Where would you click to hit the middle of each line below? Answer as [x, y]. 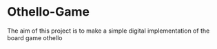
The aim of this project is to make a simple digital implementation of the [108, 31]
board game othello [35, 37]
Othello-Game [48, 12]
